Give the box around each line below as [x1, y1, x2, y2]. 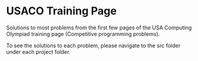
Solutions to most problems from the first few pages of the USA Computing [6, 24, 192, 31]
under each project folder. [6, 48, 71, 55]
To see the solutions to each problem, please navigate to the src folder [6, 42, 181, 49]
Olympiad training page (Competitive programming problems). [6, 30, 160, 37]
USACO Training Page [6, 4, 117, 18]
